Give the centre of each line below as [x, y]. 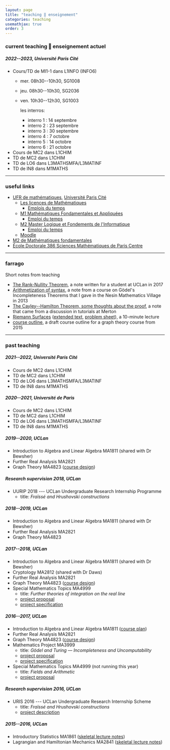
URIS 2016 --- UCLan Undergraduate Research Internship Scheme [82, 701]
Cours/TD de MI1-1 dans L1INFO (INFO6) [55, 71]
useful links [20, 186]
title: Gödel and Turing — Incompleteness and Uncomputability [86, 650]
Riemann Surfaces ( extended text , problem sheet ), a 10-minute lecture [86, 317]
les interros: [33, 111]
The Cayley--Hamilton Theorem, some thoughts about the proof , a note [87, 306]
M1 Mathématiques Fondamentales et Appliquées [71, 213]
